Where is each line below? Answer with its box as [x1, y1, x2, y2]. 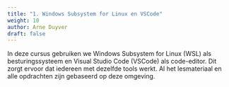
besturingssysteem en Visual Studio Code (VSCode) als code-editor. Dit [7, 57, 217, 66]
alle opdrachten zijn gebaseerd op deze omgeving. [7, 72, 155, 81]
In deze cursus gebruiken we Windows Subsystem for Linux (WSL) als [7, 50, 212, 58]
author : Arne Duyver [7, 23, 69, 30]
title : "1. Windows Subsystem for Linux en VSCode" [7, 10, 163, 18]
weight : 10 [7, 17, 40, 24]
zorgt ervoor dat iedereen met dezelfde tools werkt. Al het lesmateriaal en [7, 64, 223, 73]
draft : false [7, 30, 46, 37]
